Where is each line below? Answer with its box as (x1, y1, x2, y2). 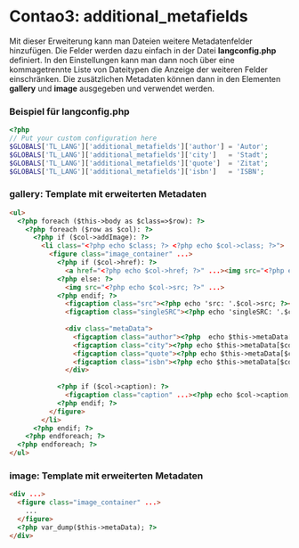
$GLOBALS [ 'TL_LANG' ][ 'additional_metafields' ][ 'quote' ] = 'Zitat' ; (9, 159, 269, 168)
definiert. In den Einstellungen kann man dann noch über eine (9, 54, 235, 65)
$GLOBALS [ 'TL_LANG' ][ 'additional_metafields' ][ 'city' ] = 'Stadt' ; (9, 150, 269, 159)
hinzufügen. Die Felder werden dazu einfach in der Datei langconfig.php (9, 45, 277, 55)
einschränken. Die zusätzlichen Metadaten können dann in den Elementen (9, 73, 281, 84)
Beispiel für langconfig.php (9, 105, 131, 118)
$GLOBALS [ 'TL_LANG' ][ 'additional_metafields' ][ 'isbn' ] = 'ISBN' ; (9, 167, 265, 176)
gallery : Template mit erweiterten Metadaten (9, 188, 207, 200)
